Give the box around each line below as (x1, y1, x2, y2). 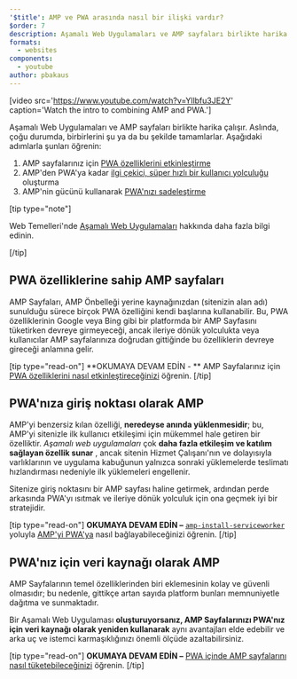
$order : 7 (9, 21, 46, 30)
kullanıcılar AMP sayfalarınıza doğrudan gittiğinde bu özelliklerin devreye (9, 334, 275, 344)
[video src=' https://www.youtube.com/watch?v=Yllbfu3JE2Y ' (9, 95, 233, 106)
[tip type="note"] (9, 203, 72, 214)
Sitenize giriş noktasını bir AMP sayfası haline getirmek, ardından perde (9, 484, 270, 494)
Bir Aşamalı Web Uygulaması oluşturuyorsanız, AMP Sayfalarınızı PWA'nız (9, 614, 285, 626)
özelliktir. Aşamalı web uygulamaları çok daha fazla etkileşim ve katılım (9, 438, 272, 449)
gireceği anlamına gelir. (9, 343, 95, 354)
